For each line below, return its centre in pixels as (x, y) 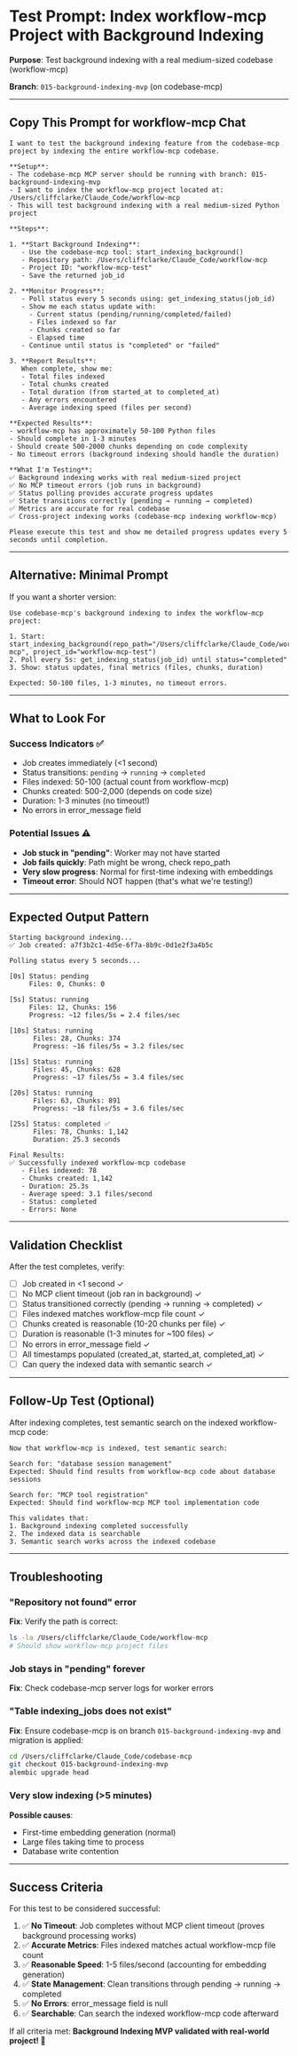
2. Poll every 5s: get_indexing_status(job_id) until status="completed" (149, 659)
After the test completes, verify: (67, 1267)
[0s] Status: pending (49, 976)
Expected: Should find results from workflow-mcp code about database (142, 1471)
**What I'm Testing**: (51, 470)
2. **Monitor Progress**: (57, 291)
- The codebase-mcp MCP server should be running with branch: (129, 174)
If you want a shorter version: (63, 596)
